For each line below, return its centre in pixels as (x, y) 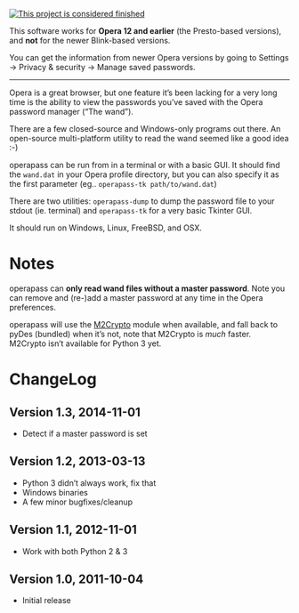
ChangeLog (53, 379)
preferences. (32, 307)
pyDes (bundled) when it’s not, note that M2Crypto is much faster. (130, 334)
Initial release (46, 601)
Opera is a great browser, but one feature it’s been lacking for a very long (143, 93)
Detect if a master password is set (85, 433)
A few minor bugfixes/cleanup (77, 502)
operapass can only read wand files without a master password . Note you (147, 288)
